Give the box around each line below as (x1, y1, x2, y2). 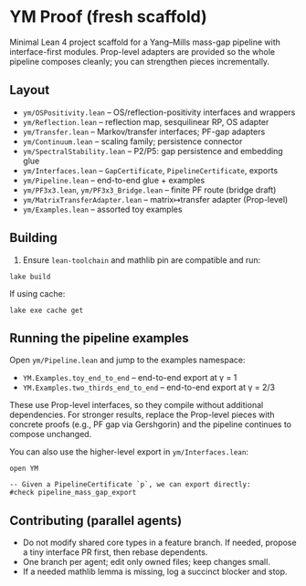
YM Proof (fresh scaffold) (9, 6, 207, 27)
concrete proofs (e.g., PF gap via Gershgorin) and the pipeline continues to (9, 419, 292, 430)
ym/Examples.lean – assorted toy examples (22, 204, 183, 215)
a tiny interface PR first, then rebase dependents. (22, 547, 208, 558)
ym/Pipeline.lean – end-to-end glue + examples (22, 174, 206, 185)
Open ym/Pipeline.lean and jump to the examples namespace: (9, 354, 246, 366)
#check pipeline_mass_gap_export (9, 488, 137, 497)
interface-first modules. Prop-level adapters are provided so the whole (9, 46, 276, 57)
